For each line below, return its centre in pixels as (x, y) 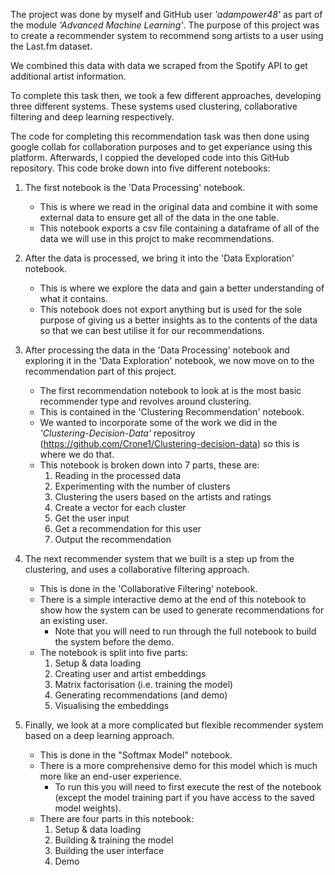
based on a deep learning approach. (99, 735)
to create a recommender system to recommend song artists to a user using (167, 35)
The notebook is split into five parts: (113, 652)
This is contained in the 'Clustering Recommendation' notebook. (172, 412)
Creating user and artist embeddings (130, 673)
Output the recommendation (113, 539)
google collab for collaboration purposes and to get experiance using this (161, 147)
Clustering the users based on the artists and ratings (163, 497)
